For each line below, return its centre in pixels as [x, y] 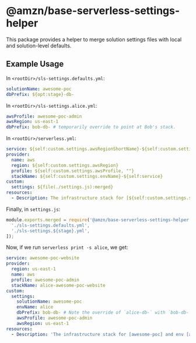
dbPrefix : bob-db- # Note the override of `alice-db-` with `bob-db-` [104, 313]
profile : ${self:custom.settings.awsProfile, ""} [73, 171]
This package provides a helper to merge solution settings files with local [94, 39]
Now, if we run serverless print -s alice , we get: [67, 248]
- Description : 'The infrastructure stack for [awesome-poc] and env [97, 334]
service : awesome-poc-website [43, 258]
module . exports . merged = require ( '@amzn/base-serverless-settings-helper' [99, 220]
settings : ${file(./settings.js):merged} [62, 187]
